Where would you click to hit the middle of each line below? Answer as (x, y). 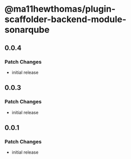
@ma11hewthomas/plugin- (60, 9)
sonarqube (27, 30)
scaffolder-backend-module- (65, 19)
